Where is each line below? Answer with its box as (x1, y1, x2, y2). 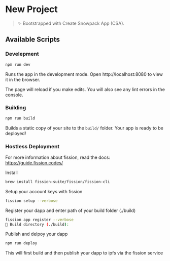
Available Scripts (5, 35, 60, 44)
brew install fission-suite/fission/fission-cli (5, 179, 110, 184)
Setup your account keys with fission (5, 188, 83, 194)
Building (5, 104, 26, 111)
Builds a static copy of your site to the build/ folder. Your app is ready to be (5, 125, 163, 131)
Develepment (5, 51, 39, 58)
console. (5, 92, 24, 98)
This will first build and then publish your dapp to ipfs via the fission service (5, 250, 163, 256)
